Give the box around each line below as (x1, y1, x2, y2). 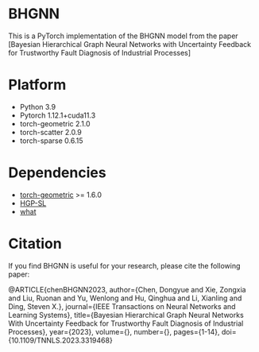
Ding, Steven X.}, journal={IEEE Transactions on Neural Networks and (8, 301, 236, 311)
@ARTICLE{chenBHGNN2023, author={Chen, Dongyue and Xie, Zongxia (8, 284, 246, 294)
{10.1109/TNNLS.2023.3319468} (8, 335, 113, 345)
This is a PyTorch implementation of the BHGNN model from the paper (8, 31, 238, 41)
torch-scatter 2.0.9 (19, 127, 82, 137)
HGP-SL (19, 198, 47, 207)
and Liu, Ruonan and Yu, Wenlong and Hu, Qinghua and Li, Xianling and (8, 293, 242, 303)
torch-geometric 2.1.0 (19, 118, 91, 128)
